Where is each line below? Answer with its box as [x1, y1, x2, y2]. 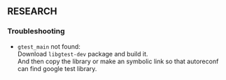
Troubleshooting [7, 26, 65, 36]
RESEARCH [7, 6, 57, 17]
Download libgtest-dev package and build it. [17, 49, 148, 58]
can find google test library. [17, 64, 97, 72]
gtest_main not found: [17, 42, 80, 51]
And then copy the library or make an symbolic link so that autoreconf [17, 57, 219, 65]
